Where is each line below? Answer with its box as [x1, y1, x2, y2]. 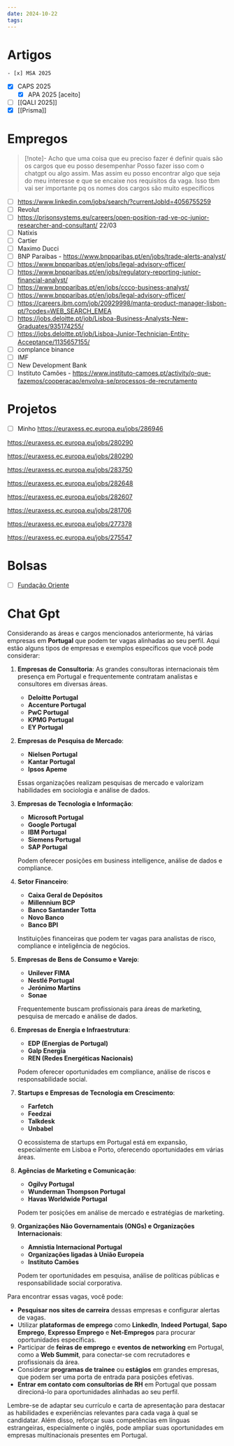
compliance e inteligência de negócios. [17, 942, 131, 950]
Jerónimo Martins [27, 984, 81, 992]
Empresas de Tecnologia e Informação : [17, 799, 133, 808]
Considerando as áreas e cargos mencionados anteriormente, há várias [7, 629, 214, 637]
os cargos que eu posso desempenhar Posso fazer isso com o [24, 162, 205, 170]
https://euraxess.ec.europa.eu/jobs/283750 [7, 465, 133, 474]
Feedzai [27, 1110, 52, 1118]
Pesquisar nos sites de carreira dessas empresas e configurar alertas [17, 1305, 220, 1314]
